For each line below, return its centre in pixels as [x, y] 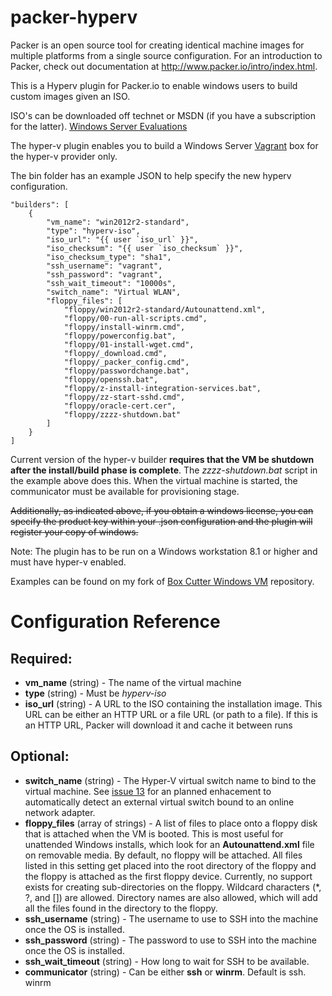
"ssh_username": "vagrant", [104, 266]
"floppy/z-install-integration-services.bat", [162, 388]
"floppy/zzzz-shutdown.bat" [122, 414]
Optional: [40, 756]
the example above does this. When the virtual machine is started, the [154, 480]
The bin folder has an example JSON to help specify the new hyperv [151, 175]
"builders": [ [40, 204]
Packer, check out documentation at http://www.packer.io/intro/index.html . [164, 66]
